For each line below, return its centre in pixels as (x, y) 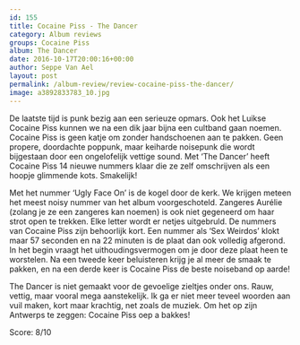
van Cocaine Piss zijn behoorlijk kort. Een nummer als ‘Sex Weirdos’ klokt (145, 230)
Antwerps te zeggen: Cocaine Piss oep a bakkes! (100, 315)
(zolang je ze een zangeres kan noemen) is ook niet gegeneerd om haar (142, 211)
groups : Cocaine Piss (50, 43)
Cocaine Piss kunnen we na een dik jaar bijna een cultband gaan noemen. (146, 127)
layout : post (34, 76)
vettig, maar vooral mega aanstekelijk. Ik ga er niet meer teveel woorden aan (150, 296)
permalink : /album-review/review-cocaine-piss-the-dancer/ (122, 84)
